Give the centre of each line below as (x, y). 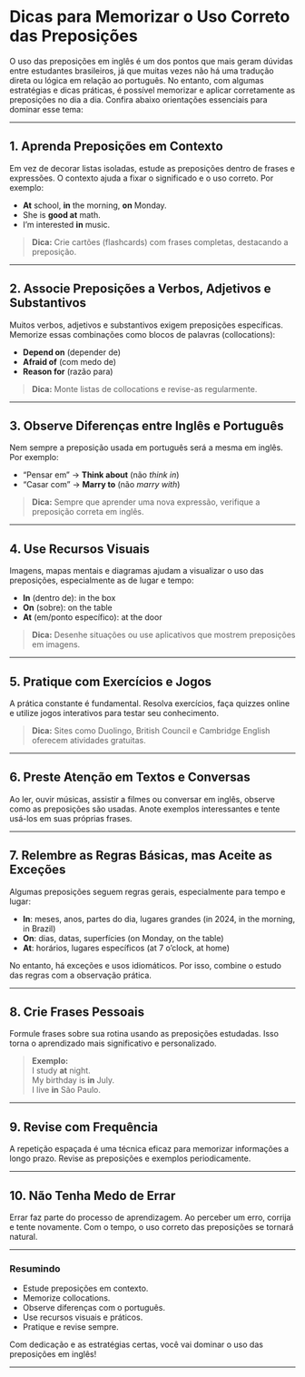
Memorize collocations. (66, 1298)
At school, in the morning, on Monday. (94, 205)
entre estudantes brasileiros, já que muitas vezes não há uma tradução (142, 71)
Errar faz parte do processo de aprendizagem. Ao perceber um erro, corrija (150, 1217)
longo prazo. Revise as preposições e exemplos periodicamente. (130, 1158)
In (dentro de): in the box (69, 598)
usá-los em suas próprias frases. (71, 818)
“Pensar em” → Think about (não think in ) (101, 475)
